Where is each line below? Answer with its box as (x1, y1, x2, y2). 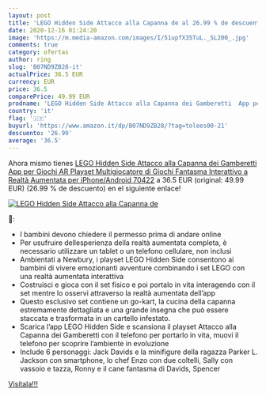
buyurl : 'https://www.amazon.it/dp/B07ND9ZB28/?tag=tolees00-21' (8, 122, 228, 130)
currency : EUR (8, 77, 55, 85)
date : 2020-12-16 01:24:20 (8, 26, 97, 34)
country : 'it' (8, 107, 55, 115)
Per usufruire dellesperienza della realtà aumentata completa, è (19, 238, 227, 247)
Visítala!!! (8, 379, 38, 388)
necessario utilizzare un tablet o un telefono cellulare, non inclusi (19, 246, 232, 255)
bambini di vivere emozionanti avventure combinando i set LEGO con (19, 262, 245, 273)
